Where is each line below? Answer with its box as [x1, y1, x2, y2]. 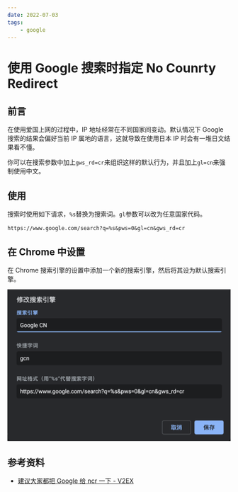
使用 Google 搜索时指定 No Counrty [7, 60, 216, 76]
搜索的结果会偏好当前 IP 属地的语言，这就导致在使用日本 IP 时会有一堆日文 [7, 135, 225, 143]
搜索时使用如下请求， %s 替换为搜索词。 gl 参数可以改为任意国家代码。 [7, 210, 207, 219]
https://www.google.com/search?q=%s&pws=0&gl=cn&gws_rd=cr [7, 225, 186, 232]
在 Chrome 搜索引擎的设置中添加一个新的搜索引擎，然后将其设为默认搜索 [7, 266, 221, 274]
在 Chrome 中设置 [7, 246, 86, 258]
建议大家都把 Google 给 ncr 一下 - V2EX [17, 476, 134, 485]
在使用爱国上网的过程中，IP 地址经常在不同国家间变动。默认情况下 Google [7, 125, 224, 134]
